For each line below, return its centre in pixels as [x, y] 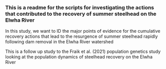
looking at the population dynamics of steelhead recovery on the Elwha [79, 57]
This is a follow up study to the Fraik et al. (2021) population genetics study [83, 51]
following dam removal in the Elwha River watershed [59, 42]
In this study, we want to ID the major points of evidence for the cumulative [83, 31]
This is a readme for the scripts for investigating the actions [80, 8]
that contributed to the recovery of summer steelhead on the [81, 14]
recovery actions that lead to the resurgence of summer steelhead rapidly [81, 36]
